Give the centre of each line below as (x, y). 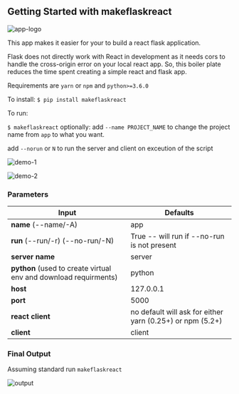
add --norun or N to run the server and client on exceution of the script (110, 148)
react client (31, 316)
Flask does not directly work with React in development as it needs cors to (116, 56)
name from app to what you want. (56, 134)
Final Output (29, 354)
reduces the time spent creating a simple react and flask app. (97, 71)
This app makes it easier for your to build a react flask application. (104, 43)
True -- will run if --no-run (177, 237)
